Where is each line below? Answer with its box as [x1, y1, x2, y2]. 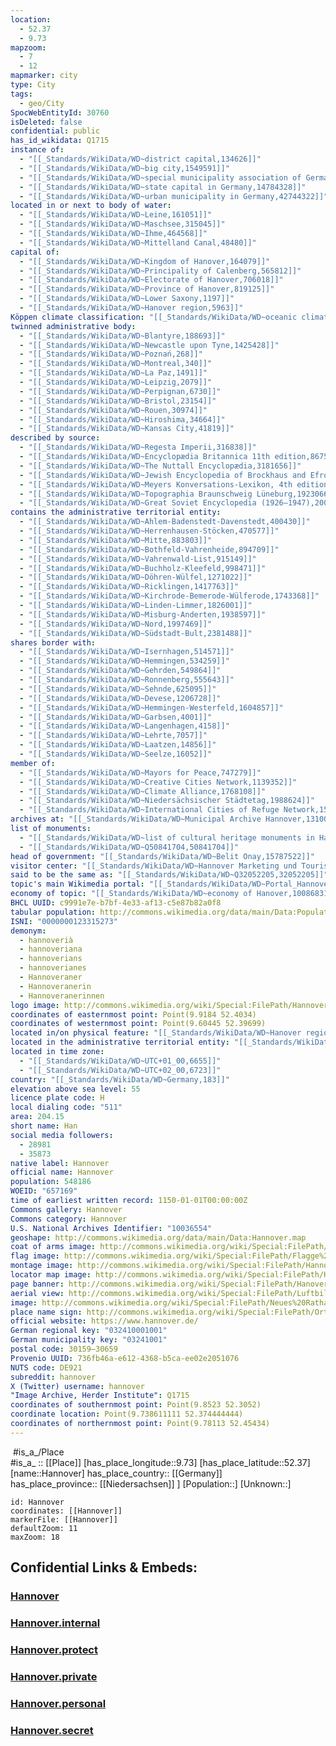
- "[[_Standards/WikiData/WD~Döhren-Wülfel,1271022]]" [19, 572, 253, 583]
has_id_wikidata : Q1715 [10, 136, 110, 146]
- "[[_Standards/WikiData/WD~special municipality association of [19, 172, 302, 183]
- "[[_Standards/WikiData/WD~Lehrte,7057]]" [19, 731, 208, 741]
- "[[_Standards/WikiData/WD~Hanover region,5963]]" [19, 303, 244, 313]
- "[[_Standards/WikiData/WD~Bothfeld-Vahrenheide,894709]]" [19, 544, 280, 555]
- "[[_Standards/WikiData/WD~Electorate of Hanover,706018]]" [19, 275, 284, 285]
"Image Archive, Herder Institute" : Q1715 [10, 1391, 190, 1401]
